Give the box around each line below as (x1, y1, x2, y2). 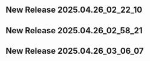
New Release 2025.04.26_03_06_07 (5, 46, 144, 56)
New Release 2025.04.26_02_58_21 (5, 25, 143, 36)
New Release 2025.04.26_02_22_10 (5, 5, 143, 15)
